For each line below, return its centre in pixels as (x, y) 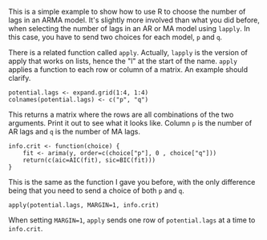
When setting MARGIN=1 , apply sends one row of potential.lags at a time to (132, 220)
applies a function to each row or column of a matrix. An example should (128, 70)
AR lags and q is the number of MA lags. (74, 132)
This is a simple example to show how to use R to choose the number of (127, 12)
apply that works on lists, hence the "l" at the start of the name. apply (123, 61)
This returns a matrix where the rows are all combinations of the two (121, 114)
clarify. (20, 78)
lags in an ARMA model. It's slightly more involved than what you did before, (134, 20)
